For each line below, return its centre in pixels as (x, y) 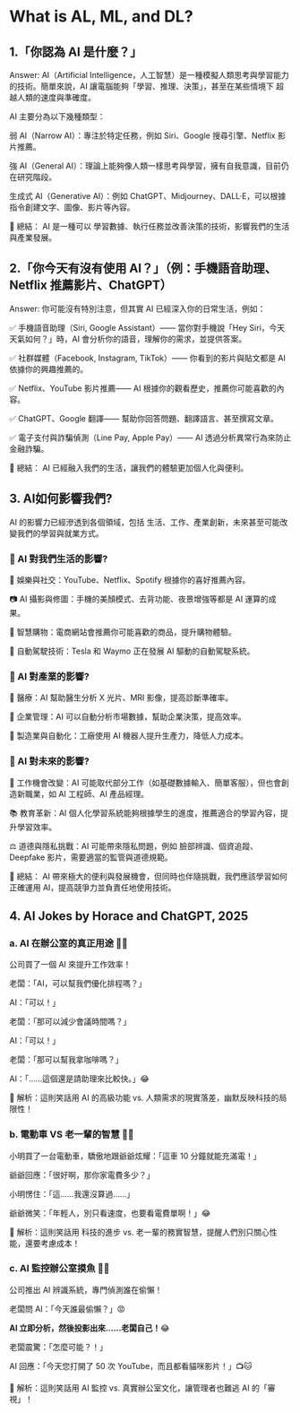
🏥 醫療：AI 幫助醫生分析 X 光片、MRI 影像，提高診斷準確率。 (121, 698)
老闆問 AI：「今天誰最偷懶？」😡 (67, 1309)
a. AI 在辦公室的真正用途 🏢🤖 (69, 943)
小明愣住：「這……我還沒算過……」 (72, 1193)
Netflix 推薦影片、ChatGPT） (91, 286)
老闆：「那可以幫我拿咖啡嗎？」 (66, 1060)
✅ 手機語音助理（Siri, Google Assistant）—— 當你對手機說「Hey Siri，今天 (147, 327)
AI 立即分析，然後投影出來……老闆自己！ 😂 (90, 1328)
